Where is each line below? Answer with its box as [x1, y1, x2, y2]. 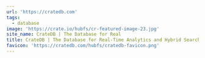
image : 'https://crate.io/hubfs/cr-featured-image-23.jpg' [6, 25, 160, 32]
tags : [6, 14, 20, 21]
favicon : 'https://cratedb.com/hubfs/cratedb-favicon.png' [6, 43, 160, 49]
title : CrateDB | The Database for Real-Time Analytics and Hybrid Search [6, 37, 201, 43]
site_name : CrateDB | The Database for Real [6, 31, 121, 37]
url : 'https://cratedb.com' [6, 8, 78, 15]
